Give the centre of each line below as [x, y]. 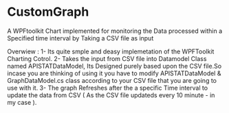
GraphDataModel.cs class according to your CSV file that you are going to [112, 80]
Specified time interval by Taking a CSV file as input [80, 38]
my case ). [22, 102]
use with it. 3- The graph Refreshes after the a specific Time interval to [108, 88]
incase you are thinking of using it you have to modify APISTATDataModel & [114, 73]
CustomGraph [48, 12]
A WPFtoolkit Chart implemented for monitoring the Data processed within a [115, 31]
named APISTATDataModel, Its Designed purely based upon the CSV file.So [115, 66]
